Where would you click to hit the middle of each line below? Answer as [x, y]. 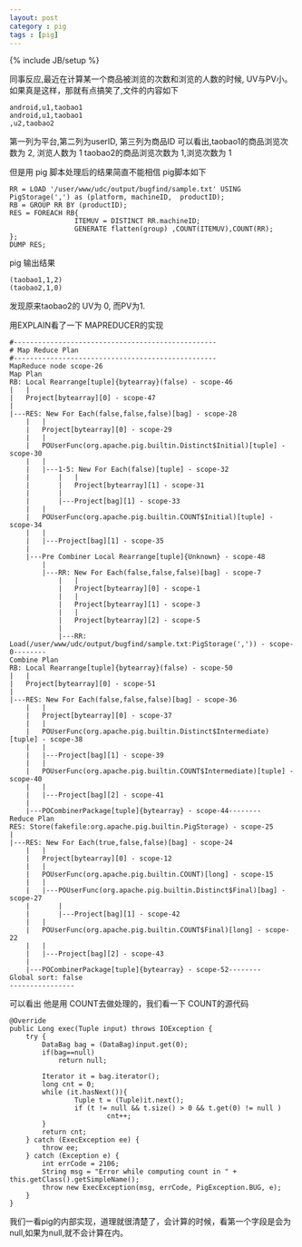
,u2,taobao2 [32, 123]
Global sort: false [46, 978]
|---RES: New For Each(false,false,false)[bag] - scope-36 [123, 700]
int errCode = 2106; [81, 1164]
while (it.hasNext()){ [85, 1093]
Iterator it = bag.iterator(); [101, 1076]
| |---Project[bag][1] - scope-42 [103, 914]
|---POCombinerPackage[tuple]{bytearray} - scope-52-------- [143, 970]
